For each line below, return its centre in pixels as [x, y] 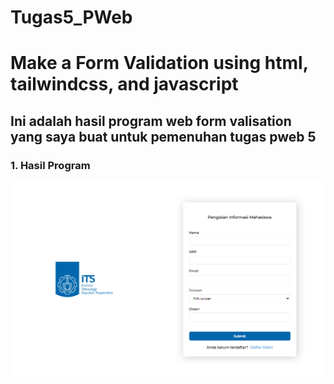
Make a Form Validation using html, [159, 63]
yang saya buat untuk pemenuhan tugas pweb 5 [163, 136]
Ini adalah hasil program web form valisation [151, 121]
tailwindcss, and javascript [124, 84]
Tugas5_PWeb [71, 17]
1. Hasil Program [50, 165]
